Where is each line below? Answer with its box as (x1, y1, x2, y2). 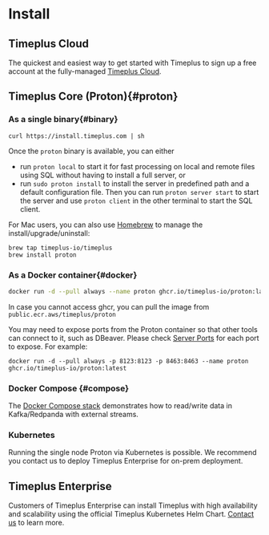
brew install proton (8, 250, 78, 259)
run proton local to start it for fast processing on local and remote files (19, 161, 255, 171)
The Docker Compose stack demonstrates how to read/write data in (8, 401, 232, 411)
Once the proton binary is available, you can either (8, 146, 175, 156)
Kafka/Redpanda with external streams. (8, 410, 139, 419)
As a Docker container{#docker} (8, 270, 138, 281)
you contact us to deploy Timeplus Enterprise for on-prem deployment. (8, 456, 243, 466)
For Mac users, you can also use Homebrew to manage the (8, 220, 203, 229)
